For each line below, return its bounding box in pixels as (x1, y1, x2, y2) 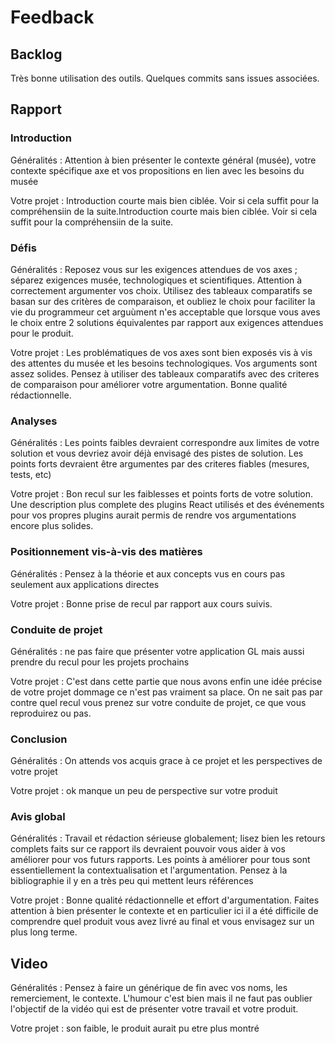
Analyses (10, 414, 58, 428)
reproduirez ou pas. (10, 707, 92, 719)
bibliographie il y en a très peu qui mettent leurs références (10, 875, 254, 887)
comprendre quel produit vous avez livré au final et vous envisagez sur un (10, 916, 315, 928)
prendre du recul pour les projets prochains (10, 656, 190, 668)
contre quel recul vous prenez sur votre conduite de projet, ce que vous (10, 696, 307, 708)
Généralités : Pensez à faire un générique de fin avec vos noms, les (10, 982, 288, 994)
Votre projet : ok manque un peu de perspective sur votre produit (10, 785, 278, 797)
